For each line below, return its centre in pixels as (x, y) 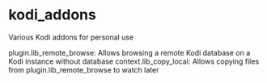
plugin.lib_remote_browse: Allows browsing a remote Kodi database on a (129, 52)
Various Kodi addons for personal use (71, 37)
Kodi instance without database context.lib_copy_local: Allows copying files (134, 61)
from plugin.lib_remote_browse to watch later (84, 69)
